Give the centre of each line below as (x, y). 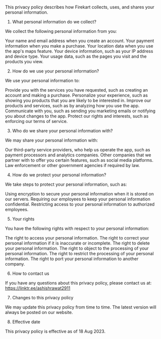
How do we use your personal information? (56, 71)
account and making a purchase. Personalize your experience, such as (77, 95)
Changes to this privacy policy (43, 298)
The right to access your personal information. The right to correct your (77, 238)
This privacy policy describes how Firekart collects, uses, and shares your (80, 7)
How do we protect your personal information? (59, 175)
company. (15, 264)
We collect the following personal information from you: (61, 31)
